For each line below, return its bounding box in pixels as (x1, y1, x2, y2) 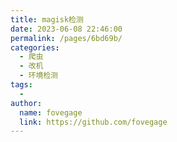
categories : (10, 42, 60, 53)
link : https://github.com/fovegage (19, 117, 168, 127)
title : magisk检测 (10, 14, 84, 25)
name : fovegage (19, 107, 83, 118)
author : (10, 98, 43, 108)
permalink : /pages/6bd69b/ (10, 33, 123, 43)
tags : (10, 80, 33, 90)
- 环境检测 (19, 71, 59, 81)
